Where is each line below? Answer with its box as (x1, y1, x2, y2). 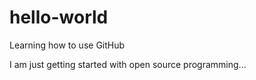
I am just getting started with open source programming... (9, 58, 247, 70)
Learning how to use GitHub (9, 39, 126, 51)
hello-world (9, 6, 109, 29)
